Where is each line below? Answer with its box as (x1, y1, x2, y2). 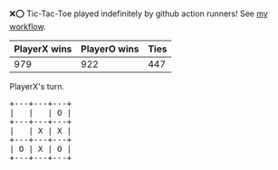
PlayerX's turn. (9, 81, 65, 91)
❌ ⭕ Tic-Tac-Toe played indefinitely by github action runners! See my (9, 8, 269, 19)
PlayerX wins (14, 42, 72, 55)
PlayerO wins (81, 42, 139, 55)
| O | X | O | (9, 144, 72, 154)
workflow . (9, 22, 46, 32)
